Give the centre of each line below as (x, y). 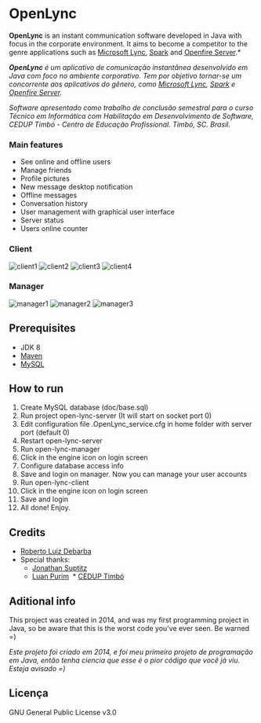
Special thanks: (45, 560)
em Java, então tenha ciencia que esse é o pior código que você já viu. (125, 660)
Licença (29, 694)
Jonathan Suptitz (60, 568)
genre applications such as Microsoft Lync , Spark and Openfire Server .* (125, 52)
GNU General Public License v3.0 (63, 712)
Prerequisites (42, 328)
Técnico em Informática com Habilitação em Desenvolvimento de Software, (131, 116)
